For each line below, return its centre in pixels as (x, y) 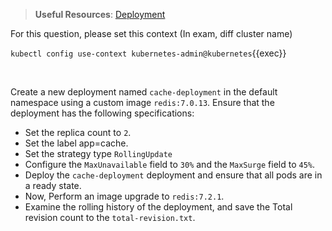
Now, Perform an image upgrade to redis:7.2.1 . (124, 196)
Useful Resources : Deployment (100, 14)
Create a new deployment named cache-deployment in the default (144, 92)
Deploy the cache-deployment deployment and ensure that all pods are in (173, 175)
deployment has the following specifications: (102, 113)
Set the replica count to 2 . (78, 132)
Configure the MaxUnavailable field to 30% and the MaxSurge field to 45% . (170, 164)
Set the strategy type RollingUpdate (98, 153)
